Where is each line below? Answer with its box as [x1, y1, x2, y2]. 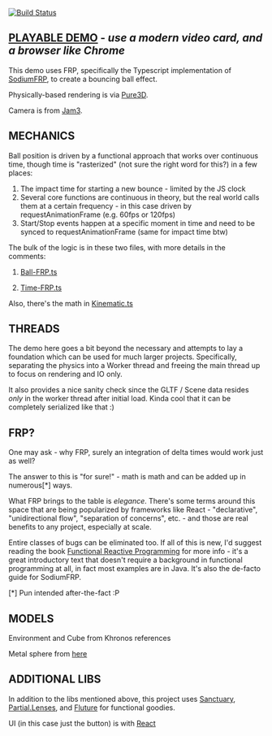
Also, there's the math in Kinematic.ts [8, 298, 134, 308]
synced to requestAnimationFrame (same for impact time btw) [19, 227, 229, 236]
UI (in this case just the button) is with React [8, 718, 156, 728]
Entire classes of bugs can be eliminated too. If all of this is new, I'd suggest [8, 538, 262, 548]
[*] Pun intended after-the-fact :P [8, 588, 120, 598]
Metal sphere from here [8, 649, 88, 659]
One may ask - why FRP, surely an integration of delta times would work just [8, 448, 264, 457]
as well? [8, 456, 36, 466]
